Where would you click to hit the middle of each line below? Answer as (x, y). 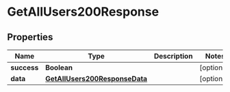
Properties (30, 37)
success (25, 67)
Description (173, 56)
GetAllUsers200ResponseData (97, 79)
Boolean (59, 67)
